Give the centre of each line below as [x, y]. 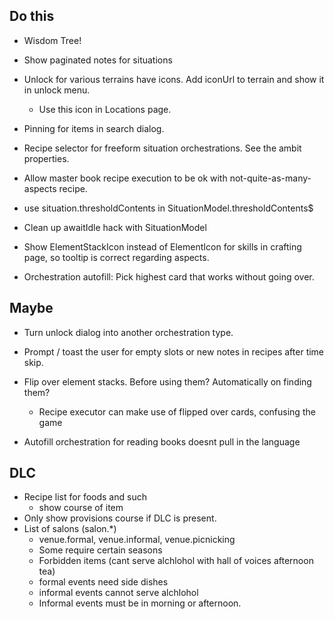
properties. [46, 158]
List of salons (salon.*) [70, 529]
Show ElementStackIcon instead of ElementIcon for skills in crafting [162, 246]
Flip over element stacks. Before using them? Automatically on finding [167, 381]
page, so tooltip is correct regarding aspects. [116, 257]
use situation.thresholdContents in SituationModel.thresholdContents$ [168, 208]
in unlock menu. [57, 90]
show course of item [81, 508]
